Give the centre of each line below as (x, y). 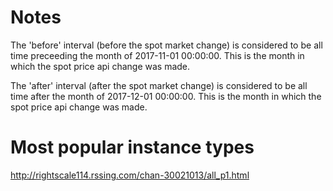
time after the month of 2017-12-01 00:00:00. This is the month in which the (166, 96)
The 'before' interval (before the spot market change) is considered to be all (166, 45)
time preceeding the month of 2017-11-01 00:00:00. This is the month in (157, 55)
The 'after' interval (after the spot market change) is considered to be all (159, 85)
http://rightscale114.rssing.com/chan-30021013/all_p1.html (130, 175)
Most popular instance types (132, 147)
